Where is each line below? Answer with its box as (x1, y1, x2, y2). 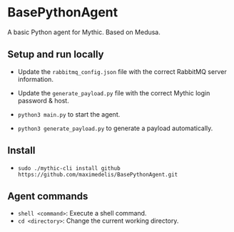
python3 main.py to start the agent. (17, 110, 121, 118)
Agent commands (7, 190, 88, 202)
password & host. (17, 96, 69, 105)
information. (17, 75, 54, 83)
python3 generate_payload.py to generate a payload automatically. (17, 124, 213, 132)
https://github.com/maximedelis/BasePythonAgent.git (17, 171, 178, 178)
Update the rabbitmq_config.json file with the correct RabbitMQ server (17, 67, 227, 75)
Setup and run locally (7, 48, 104, 60)
